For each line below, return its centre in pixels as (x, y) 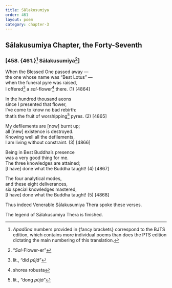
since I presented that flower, (36, 104)
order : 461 (17, 15)
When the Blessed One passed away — (47, 72)
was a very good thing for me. (37, 158)
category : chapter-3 (27, 24)
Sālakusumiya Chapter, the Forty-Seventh (74, 45)
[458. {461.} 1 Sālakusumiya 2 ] (43, 60)
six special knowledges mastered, (41, 189)
